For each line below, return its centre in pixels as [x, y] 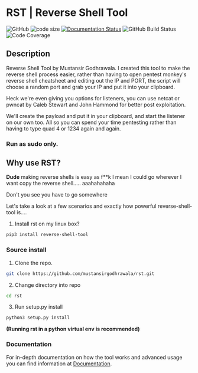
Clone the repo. [34, 263]
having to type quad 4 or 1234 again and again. [64, 128]
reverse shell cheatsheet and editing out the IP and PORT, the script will [93, 80]
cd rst [14, 296]
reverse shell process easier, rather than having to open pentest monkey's [96, 74]
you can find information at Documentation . [59, 364]
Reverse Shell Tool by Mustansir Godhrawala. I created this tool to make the [98, 68]
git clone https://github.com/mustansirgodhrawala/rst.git [80, 274]
